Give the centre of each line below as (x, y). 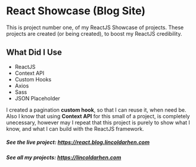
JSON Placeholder (38, 98)
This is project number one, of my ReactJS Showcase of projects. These (95, 27)
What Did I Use (34, 53)
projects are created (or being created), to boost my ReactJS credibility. (94, 33)
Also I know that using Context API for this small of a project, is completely (98, 116)
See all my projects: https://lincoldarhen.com (64, 157)
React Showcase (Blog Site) (76, 11)
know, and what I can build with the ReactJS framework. (75, 128)
